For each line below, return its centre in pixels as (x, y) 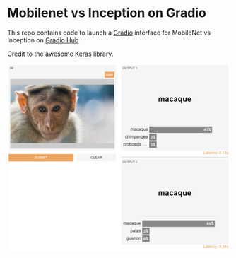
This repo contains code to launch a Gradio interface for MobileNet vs (109, 33)
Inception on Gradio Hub (43, 40)
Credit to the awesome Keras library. (60, 54)
